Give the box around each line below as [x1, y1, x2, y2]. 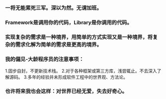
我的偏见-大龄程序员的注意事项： [5, 56, 84, 63]
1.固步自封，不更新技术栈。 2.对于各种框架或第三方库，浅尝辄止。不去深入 [5, 68, 158, 74]
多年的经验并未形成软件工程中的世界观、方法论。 [27, 74, 128, 80]
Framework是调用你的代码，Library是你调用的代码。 [5, 19, 133, 26]
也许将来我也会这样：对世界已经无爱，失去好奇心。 [5, 88, 128, 95]
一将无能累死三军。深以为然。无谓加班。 [5, 4, 102, 11]
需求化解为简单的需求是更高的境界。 [15, 41, 102, 48]
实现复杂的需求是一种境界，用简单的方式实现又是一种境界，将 [5, 33, 153, 40]
